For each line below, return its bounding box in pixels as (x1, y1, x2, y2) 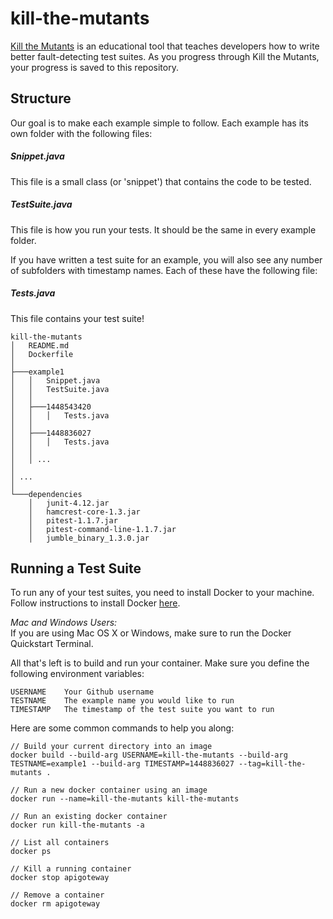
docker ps (10, 847, 52, 857)
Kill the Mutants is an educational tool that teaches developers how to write (10, 40, 320, 52)
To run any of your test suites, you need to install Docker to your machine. (10, 587, 315, 599)
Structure (10, 90, 72, 107)
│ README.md (10, 340, 70, 351)
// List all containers (10, 838, 110, 848)
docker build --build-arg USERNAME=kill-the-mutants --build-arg (10, 750, 288, 761)
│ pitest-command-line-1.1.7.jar (28, 524, 177, 534)
